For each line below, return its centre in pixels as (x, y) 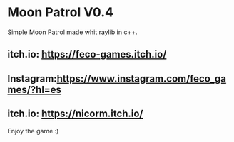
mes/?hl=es (35, 89)
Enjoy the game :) (33, 131)
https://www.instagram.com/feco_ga (142, 78)
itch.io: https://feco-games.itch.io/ (87, 54)
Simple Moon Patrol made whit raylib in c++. (72, 32)
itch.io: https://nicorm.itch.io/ (75, 114)
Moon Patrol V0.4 (61, 12)
